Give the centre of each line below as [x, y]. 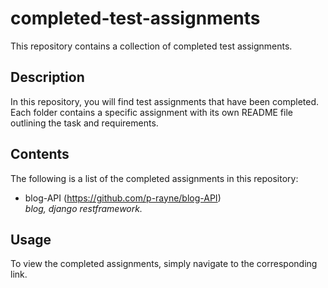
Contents [40, 154]
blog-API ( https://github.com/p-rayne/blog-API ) [123, 198]
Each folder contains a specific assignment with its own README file [151, 112]
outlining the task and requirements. [84, 123]
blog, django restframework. [83, 208]
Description [47, 77]
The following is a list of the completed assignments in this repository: [154, 178]
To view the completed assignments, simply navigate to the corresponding [164, 264]
